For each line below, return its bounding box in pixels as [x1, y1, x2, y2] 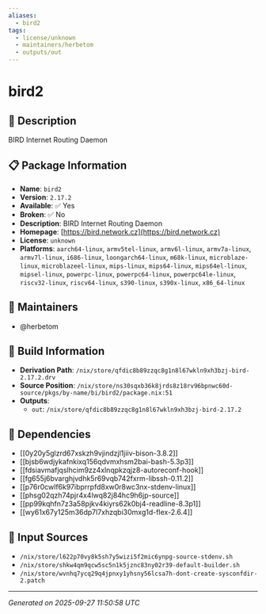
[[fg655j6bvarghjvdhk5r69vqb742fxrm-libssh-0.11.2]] [19, 474, 194, 483]
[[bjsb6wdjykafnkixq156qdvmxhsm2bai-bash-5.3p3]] [19, 457, 194, 467]
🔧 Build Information [8, 345, 105, 358]
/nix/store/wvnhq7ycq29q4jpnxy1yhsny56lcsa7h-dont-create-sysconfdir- [19, 570, 258, 578]
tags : [8, 26, 26, 34]
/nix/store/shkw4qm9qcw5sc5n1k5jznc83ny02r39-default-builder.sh [19, 562, 240, 570]
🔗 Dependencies [8, 427, 91, 440]
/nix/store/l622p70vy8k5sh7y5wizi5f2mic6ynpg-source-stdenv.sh [19, 553, 234, 561]
